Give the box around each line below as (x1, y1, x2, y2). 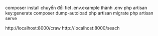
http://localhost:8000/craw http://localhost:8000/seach (5, 25, 120, 31)
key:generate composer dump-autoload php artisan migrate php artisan (5, 10, 154, 16)
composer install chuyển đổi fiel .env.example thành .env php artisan (5, 5, 147, 10)
